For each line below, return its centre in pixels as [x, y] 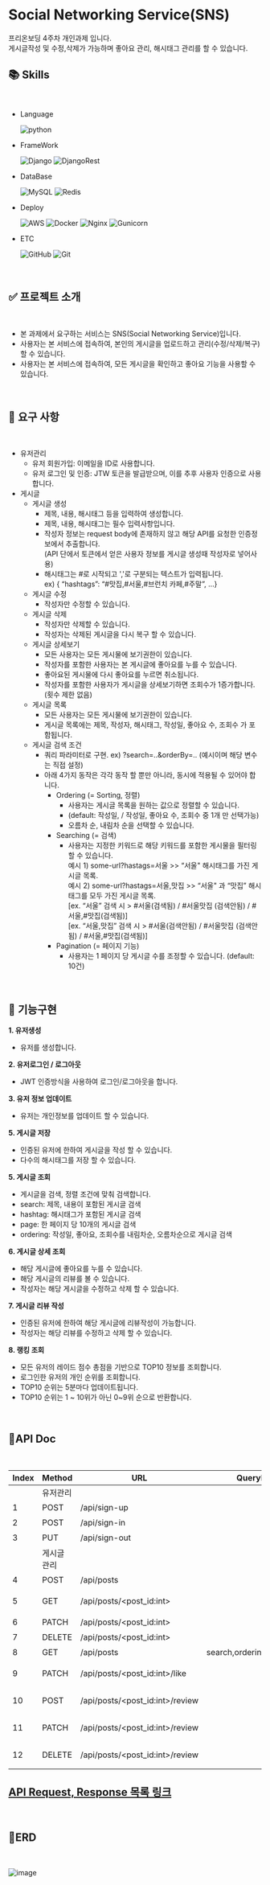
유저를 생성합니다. [48, 1048]
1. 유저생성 [25, 1030]
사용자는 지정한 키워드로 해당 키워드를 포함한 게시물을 [151, 845]
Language [37, 113]
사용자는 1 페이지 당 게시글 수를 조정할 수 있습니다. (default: [161, 956]
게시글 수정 [49, 594]
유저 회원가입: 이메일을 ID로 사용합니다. [93, 463]
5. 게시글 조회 [29, 1177]
